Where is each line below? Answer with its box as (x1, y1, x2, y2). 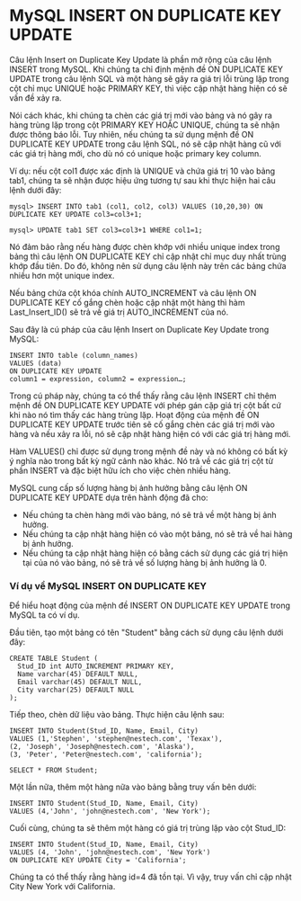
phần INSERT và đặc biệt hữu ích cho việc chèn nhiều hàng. (9, 465, 231, 476)
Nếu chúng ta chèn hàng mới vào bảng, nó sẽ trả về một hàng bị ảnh (22, 509, 277, 520)
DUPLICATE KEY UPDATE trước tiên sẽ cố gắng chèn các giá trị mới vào (9, 419, 276, 430)
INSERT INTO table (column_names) (9, 351, 139, 360)
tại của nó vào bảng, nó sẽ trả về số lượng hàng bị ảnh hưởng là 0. (22, 557, 268, 567)
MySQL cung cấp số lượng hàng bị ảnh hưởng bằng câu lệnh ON (9, 482, 248, 493)
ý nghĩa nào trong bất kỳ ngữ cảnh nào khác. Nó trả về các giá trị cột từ (9, 455, 274, 466)
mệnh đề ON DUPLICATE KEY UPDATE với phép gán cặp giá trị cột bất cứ (9, 399, 281, 410)
